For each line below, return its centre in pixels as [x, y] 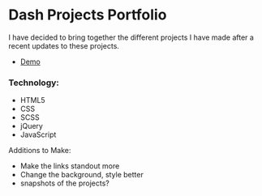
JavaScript [38, 134]
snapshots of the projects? [64, 183]
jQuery [31, 126]
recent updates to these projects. [64, 45]
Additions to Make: [40, 151]
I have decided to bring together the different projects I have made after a [131, 37]
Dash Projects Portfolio [88, 15]
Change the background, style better [82, 175]
